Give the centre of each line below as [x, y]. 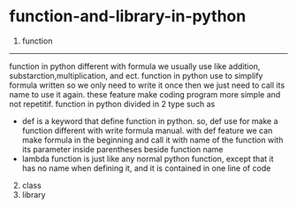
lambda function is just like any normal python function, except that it [148, 159]
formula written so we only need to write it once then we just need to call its [147, 85]
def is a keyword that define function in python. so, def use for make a [150, 120]
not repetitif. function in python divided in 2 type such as [112, 104]
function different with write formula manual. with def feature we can [147, 130]
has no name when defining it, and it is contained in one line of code [146, 168]
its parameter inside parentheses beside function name [122, 149]
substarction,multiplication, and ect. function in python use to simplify [136, 75]
